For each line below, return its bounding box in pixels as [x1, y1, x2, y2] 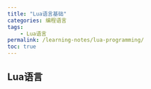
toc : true [7, 43, 37, 50]
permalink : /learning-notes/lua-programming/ [7, 37, 144, 44]
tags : [7, 23, 23, 30]
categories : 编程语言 [7, 17, 67, 24]
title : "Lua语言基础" [7, 10, 67, 18]
